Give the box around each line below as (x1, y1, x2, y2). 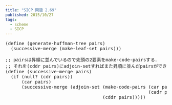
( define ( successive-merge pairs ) (5, 69, 92, 75)
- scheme (10, 22, 29, 27)
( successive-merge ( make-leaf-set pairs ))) (10, 46, 122, 52)
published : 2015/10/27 (5, 12, 54, 17)
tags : (5, 17, 17, 22)
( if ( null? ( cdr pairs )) (10, 74, 73, 80)
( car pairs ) (21, 79, 52, 85)
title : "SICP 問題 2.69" (5, 7, 57, 13)
